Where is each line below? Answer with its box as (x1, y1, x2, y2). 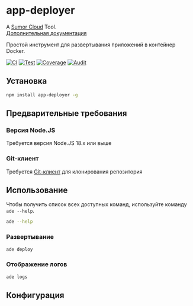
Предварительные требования (6, 108, 127, 119)
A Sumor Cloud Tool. (6, 23, 57, 30)
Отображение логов (6, 260, 67, 269)
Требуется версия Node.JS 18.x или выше (6, 140, 112, 147)
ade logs (6, 274, 28, 280)
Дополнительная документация (6, 29, 87, 36)
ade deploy (6, 246, 33, 253)
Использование (6, 185, 68, 195)
